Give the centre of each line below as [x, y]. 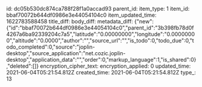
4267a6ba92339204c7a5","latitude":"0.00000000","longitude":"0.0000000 [101, 34]
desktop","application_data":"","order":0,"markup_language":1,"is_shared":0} [101, 60]
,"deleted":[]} [23, 66]
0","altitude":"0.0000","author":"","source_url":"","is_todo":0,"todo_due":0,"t [100, 40]
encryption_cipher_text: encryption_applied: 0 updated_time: [116, 66]
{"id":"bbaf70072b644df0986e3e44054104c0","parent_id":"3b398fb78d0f [100, 28]
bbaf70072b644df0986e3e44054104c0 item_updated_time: [82, 15]
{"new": [144, 21]
